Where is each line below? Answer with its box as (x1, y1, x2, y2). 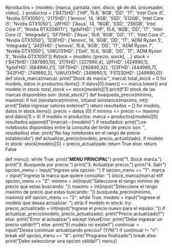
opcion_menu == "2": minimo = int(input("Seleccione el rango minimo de (5, 178, 160, 184)
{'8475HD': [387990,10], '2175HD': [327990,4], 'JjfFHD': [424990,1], (5, 59, 149, 65)
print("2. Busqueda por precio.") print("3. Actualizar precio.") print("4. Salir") (5, 162, 166, 167)
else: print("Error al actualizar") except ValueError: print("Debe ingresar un (5, 216, 163, 222)
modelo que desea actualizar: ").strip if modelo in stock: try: (5, 200, 132, 206)
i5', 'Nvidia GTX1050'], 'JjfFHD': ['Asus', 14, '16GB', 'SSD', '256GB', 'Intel (5, 21, 156, 27)
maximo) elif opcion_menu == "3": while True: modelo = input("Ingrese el (5, 195, 161, 200)
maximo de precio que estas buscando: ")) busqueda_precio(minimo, (5, 189, 152, 195)
